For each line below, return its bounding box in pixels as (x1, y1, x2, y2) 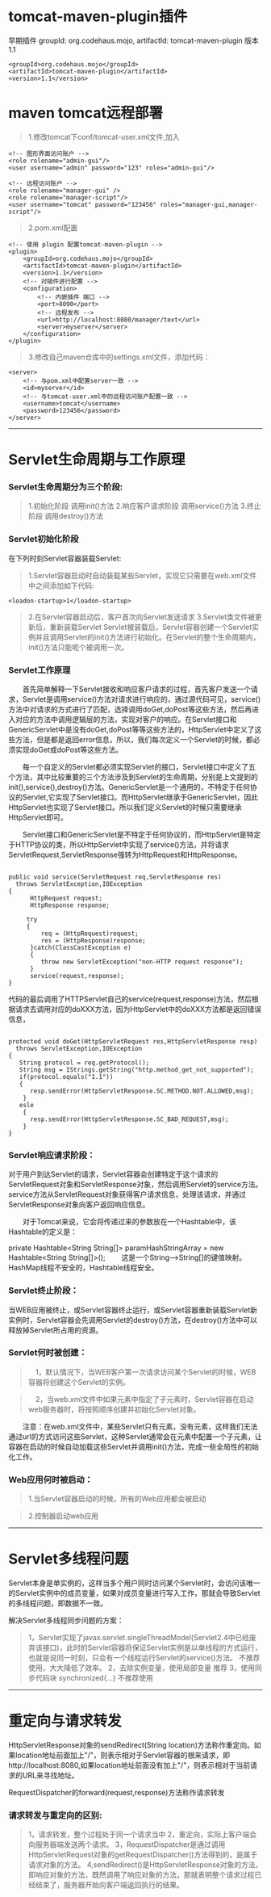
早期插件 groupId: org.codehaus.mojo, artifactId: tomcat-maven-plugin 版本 (8, 36, 260, 45)
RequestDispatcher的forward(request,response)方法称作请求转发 (8, 1788, 225, 1798)
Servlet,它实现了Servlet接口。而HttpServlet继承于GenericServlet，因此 (22, 792, 259, 802)
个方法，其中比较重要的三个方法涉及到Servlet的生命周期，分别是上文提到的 (8, 772, 258, 782)
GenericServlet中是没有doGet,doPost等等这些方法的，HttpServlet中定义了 (8, 724, 255, 734)
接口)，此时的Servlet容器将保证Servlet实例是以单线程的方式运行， (42, 1643, 262, 1652)
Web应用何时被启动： (8, 1474, 94, 1485)
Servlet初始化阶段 (8, 534, 79, 545)
